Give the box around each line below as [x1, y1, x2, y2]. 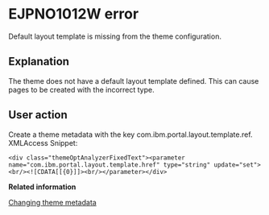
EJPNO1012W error [8, 5, 139, 23]
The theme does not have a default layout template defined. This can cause [8, 76, 259, 85]
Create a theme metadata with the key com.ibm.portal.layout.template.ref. [8, 130, 253, 139]
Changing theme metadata [8, 197, 97, 207]
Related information [8, 182, 77, 192]
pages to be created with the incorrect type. [8, 85, 155, 94]
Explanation [8, 55, 70, 68]
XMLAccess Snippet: [8, 138, 78, 147]
